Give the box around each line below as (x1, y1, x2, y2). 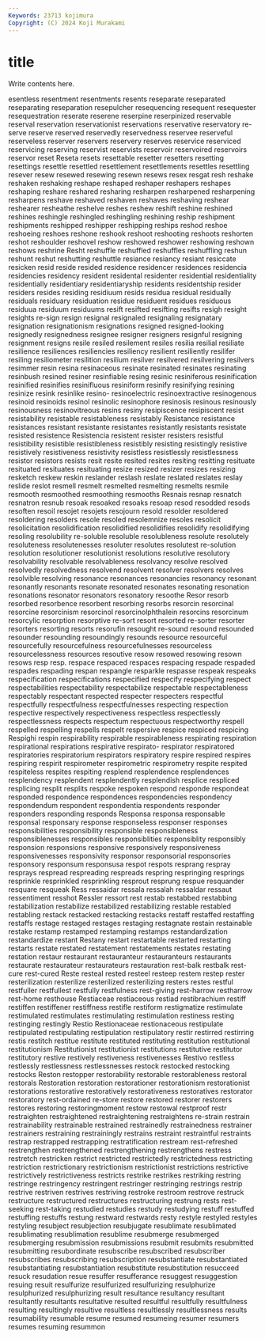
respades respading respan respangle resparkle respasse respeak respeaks (8, 666, 257, 676)
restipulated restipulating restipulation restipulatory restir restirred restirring (8, 1028, 255, 1037)
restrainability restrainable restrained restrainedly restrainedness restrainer (8, 1121, 252, 1130)
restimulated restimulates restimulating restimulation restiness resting (8, 1011, 235, 1021)
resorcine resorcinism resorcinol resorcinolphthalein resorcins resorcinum (8, 607, 249, 617)
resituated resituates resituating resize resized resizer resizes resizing (8, 465, 236, 474)
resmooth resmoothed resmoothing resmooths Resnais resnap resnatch (8, 490, 243, 499)
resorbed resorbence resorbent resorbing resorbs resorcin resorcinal (8, 599, 234, 609)
